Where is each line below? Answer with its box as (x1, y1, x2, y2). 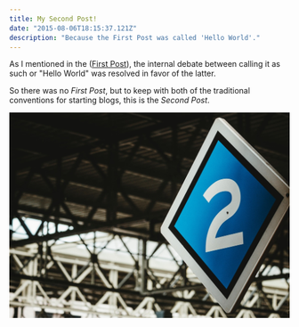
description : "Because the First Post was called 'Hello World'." (9, 33, 261, 42)
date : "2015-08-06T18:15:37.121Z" (9, 23, 138, 33)
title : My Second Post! (9, 14, 98, 23)
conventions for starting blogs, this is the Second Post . (9, 94, 211, 106)
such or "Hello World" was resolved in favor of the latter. (9, 68, 216, 79)
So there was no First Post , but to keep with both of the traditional (9, 86, 251, 96)
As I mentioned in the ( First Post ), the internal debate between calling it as (9, 59, 280, 69)
